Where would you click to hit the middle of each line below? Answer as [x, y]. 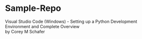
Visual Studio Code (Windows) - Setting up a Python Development [71, 21]
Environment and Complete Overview [42, 26]
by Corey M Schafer [25, 31]
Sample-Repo [33, 8]
